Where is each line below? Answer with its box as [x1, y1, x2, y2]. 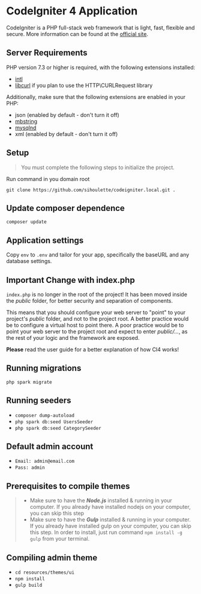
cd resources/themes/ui [14, 569, 75, 576]
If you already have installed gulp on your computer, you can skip [29, 523, 191, 530]
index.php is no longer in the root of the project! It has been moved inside [6, 291, 188, 298]
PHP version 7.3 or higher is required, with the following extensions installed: [6, 64, 196, 71]
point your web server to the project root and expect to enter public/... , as [6, 328, 188, 335]
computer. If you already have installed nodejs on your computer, [29, 503, 191, 511]
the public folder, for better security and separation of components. [6, 297, 173, 304]
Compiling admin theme [6, 553, 98, 563]
